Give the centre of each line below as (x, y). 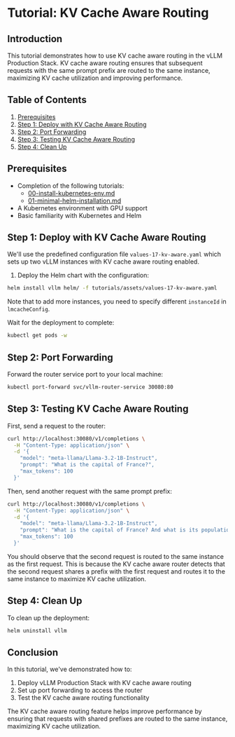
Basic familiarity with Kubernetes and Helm (79, 215)
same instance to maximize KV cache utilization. (77, 579)
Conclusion (33, 653)
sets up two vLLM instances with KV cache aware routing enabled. (103, 262)
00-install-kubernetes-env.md (71, 193)
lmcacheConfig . (29, 309)
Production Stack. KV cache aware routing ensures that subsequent (105, 63)
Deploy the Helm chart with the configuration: (83, 276)
